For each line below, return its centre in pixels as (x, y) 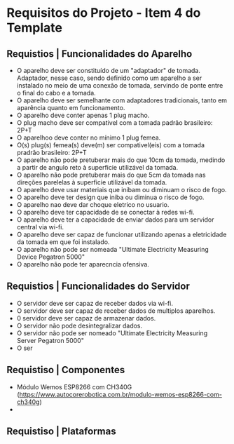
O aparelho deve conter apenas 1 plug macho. (83, 115)
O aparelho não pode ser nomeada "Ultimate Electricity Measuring (113, 249)
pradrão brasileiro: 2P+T (51, 153)
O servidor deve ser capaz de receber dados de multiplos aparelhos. (116, 311)
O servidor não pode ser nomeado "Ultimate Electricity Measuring (112, 333)
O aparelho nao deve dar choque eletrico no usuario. (93, 204)
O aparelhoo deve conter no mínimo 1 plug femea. (89, 137)
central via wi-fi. (40, 227)
